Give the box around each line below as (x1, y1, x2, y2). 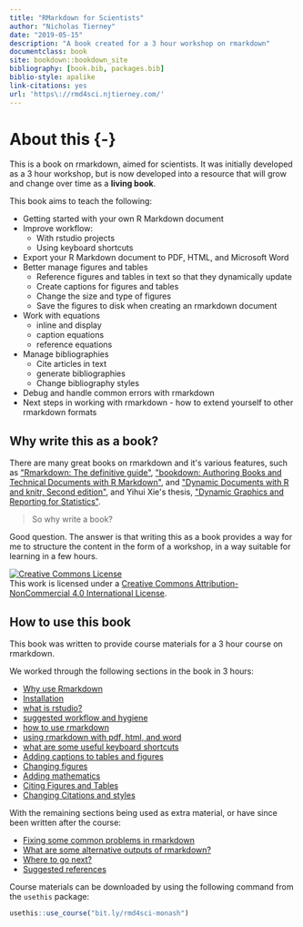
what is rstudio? (22, 703, 83, 714)
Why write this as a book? (9, 433, 159, 449)
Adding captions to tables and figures (22, 751, 164, 762)
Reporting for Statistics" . (9, 496, 102, 507)
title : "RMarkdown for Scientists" (9, 13, 145, 23)
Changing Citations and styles (22, 789, 136, 801)
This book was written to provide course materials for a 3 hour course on (9, 638, 284, 649)
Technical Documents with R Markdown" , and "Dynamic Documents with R (9, 477, 289, 488)
